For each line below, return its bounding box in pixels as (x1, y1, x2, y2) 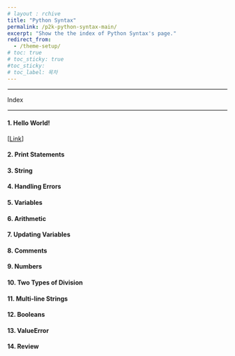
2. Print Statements (7, 150, 65, 159)
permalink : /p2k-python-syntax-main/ (7, 23, 117, 30)
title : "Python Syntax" (7, 17, 77, 24)
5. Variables (7, 199, 43, 207)
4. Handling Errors (7, 183, 62, 191)
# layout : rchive (7, 10, 61, 17)
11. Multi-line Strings (7, 294, 69, 303)
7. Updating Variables (7, 230, 71, 238)
